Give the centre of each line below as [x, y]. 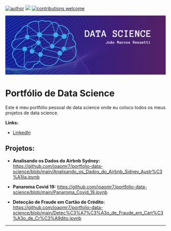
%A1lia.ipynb [26, 177]
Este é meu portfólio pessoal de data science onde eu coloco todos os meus [85, 107]
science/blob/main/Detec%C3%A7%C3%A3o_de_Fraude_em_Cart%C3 [88, 213]
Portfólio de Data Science [60, 93]
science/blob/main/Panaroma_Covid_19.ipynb [60, 192]
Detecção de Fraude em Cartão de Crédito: [59, 202]
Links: [12, 122]
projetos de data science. [32, 113]
